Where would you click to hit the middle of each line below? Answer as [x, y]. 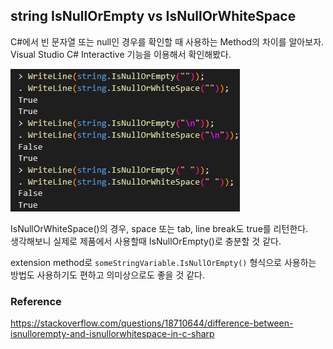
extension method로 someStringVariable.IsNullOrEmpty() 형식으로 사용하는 [163, 262]
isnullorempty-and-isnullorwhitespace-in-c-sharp [112, 334]
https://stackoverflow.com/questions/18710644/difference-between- [152, 323]
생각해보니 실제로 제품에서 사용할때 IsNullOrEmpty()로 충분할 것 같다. [146, 241]
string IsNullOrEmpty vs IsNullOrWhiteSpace [153, 16]
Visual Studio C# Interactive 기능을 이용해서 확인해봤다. [121, 54]
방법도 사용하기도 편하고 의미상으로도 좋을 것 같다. [108, 275]
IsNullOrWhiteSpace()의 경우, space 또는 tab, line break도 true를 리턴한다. [159, 228]
